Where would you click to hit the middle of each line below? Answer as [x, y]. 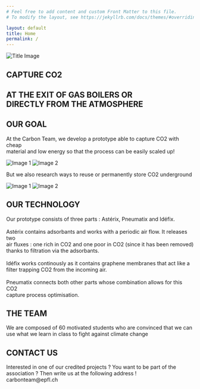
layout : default [26, 28]
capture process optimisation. [43, 294]
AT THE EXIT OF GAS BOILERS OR [69, 95]
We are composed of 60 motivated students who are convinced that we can [99, 328]
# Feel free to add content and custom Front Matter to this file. [92, 12]
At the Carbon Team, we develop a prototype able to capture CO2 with [93, 139]
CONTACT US [32, 352]
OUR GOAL [26, 125]
